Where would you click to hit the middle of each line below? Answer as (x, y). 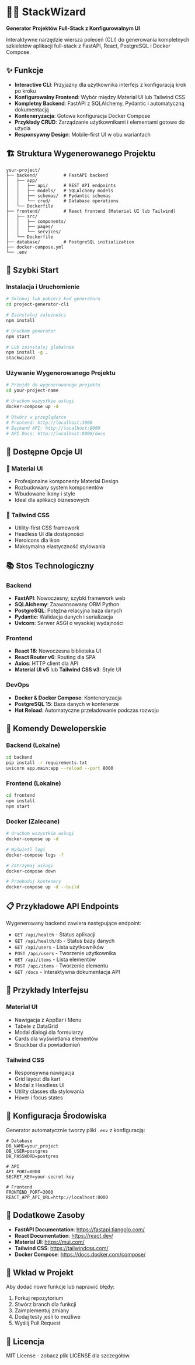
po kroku (25, 91)
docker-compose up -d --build (43, 887)
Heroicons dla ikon (37, 540)
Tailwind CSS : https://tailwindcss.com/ (62, 1248)
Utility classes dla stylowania (49, 1091)
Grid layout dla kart (37, 1079)
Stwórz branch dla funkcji (45, 1305)
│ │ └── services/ (34, 232)
